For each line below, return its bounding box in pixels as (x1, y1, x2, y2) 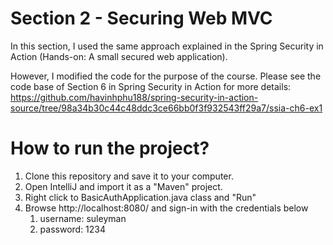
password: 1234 (39, 223, 107, 235)
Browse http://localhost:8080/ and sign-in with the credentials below (24, 202, 309, 214)
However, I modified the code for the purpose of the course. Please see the (10, 70, 322, 82)
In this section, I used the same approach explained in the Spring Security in (10, 40, 324, 52)
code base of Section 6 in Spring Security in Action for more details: (10, 80, 292, 92)
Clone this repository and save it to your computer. (24, 170, 234, 182)
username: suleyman (39, 212, 127, 224)
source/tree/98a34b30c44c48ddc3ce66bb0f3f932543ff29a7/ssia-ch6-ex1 (10, 102, 323, 114)
